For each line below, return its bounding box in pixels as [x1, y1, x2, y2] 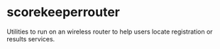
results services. [6, 34, 55, 43]
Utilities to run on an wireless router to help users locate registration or [6, 27, 214, 36]
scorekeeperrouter [6, 4, 121, 20]
